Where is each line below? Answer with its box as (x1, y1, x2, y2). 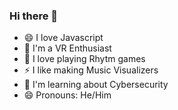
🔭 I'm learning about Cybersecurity (23, 79, 169, 91)
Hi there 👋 (9, 9, 59, 23)
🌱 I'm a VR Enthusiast (23, 42, 112, 54)
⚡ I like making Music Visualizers (23, 64, 159, 76)
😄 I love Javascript (23, 32, 104, 44)
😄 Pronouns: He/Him (23, 89, 112, 101)
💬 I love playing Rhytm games (23, 53, 146, 65)
